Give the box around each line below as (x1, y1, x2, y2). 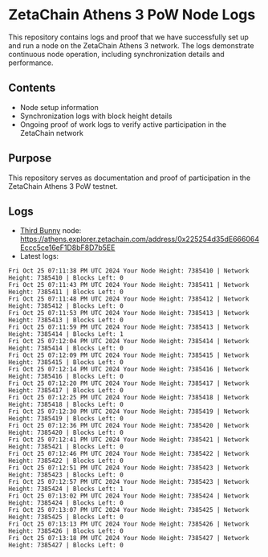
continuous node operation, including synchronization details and (8, 49, 225, 59)
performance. (8, 58, 54, 68)
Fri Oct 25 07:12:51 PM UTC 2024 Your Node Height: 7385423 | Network (8, 464, 250, 472)
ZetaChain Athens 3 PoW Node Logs (8, 6, 256, 24)
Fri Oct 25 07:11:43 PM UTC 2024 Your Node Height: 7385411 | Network (8, 281, 250, 289)
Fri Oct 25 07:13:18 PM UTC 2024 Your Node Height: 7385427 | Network (8, 534, 250, 543)
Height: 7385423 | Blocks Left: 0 (8, 471, 124, 479)
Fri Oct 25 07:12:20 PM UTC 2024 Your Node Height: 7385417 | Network (8, 379, 250, 387)
